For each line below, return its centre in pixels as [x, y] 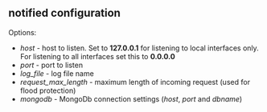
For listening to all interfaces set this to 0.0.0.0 [97, 56]
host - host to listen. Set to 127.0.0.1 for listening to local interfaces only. [139, 48]
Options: [23, 32]
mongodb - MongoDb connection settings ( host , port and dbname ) [131, 98]
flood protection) [48, 90]
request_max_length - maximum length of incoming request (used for [135, 82]
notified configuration [64, 13]
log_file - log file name [57, 73]
